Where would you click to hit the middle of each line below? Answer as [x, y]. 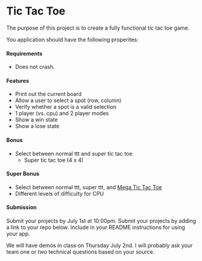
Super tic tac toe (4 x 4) [54, 160]
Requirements [24, 53]
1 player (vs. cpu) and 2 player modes [62, 114]
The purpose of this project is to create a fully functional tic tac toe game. [98, 28]
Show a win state [36, 120]
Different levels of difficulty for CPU [59, 193]
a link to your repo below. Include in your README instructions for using [96, 227]
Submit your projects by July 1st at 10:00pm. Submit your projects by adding [101, 221]
